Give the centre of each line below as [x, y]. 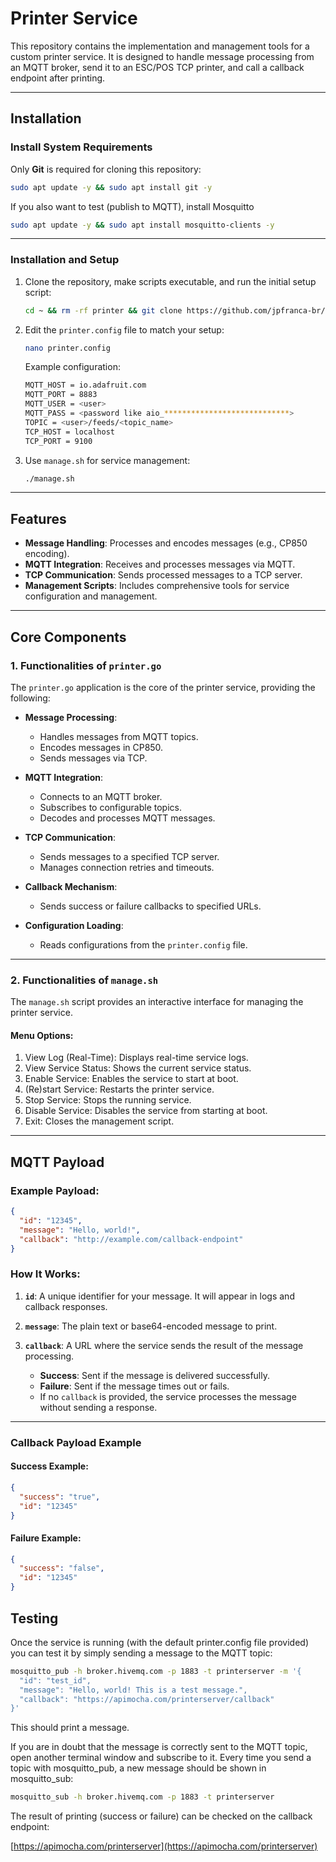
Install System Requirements [81, 147]
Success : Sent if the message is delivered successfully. [155, 1375]
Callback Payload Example [76, 1442]
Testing [34, 1618]
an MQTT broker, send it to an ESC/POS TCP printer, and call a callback [157, 67]
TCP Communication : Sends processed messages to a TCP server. [163, 575]
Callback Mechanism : [71, 886]
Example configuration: [72, 367]
